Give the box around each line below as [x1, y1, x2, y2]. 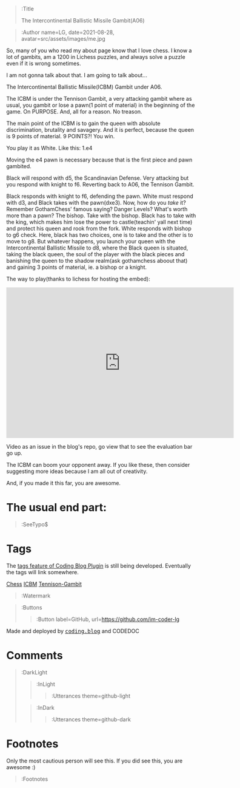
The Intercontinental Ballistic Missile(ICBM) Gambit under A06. [6, 83, 162, 90]
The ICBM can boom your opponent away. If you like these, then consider [6, 461, 190, 468]
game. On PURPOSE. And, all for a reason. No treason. [6, 108, 142, 115]
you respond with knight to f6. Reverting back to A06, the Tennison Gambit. [6, 181, 195, 188]
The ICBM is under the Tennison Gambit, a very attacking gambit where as [6, 95, 192, 102]
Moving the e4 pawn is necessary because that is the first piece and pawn [6, 156, 193, 163]
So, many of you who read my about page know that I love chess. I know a [6, 47, 192, 54]
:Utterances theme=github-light [51, 692, 130, 699]
